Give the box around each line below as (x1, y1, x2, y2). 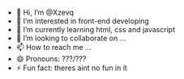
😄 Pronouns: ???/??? (15, 54, 87, 64)
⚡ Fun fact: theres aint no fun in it (15, 63, 127, 73)
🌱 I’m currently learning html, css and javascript (15, 25, 176, 34)
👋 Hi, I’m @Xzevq (15, 8, 75, 17)
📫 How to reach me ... (15, 43, 92, 52)
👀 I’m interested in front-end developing (15, 16, 150, 26)
